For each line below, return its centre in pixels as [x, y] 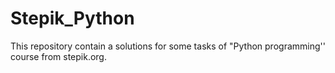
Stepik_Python [72, 18]
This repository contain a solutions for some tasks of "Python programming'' [168, 46]
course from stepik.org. [58, 56]
